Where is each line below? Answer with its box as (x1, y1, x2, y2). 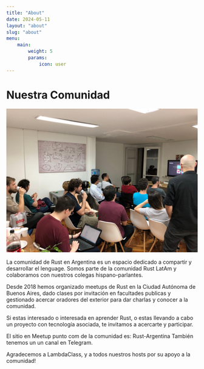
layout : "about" (6, 22, 47, 29)
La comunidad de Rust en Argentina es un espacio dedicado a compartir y (6, 258, 192, 266)
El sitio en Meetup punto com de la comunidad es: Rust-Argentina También (6, 332, 194, 340)
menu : (6, 35, 20, 42)
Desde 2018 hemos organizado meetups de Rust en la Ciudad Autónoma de (6, 283, 196, 290)
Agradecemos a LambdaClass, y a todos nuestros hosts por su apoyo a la (6, 350, 191, 358)
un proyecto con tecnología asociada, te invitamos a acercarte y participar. (6, 320, 194, 328)
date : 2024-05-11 (6, 16, 50, 22)
